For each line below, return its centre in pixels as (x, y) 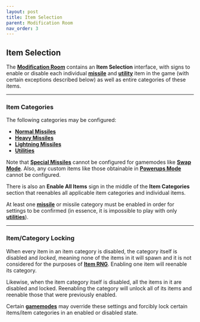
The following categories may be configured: (61, 120)
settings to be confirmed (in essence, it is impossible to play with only (92, 211)
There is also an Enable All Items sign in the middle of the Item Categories (98, 186)
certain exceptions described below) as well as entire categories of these (96, 80)
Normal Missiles (35, 131)
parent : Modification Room (40, 23)
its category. (21, 270)
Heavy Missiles (34, 138)
